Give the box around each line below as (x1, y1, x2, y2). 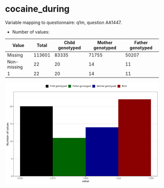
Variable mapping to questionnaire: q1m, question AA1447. (5, 19, 122, 25)
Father (134, 40, 148, 46)
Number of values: (12, 29, 50, 35)
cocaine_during (5, 3, 70, 15)
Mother (97, 40, 113, 46)
